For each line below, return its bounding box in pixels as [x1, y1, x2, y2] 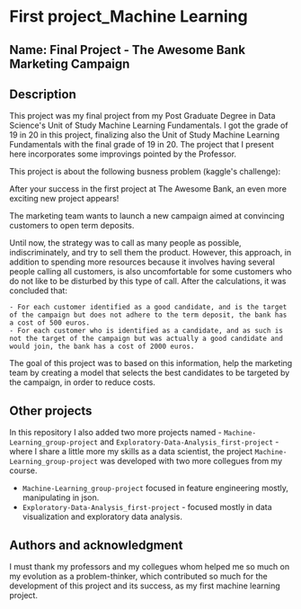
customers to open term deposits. [9, 220, 135, 231]
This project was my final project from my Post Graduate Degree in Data [9, 111, 276, 121]
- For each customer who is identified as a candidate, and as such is [9, 327, 283, 336]
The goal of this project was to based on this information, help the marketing [9, 358, 293, 369]
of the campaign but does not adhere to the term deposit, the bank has [9, 310, 288, 320]
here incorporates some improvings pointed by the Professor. [9, 148, 236, 159]
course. [9, 465, 38, 476]
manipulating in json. [22, 492, 100, 503]
